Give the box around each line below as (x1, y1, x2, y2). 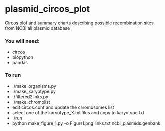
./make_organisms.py (12, 83, 56, 89)
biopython (12, 54, 34, 60)
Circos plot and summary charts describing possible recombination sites (5, 20, 154, 26)
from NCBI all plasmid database (5, 25, 70, 31)
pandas (12, 60, 28, 65)
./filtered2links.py (12, 93, 49, 100)
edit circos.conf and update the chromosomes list (12, 104, 114, 110)
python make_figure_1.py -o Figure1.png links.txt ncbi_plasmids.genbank (12, 120, 161, 126)
